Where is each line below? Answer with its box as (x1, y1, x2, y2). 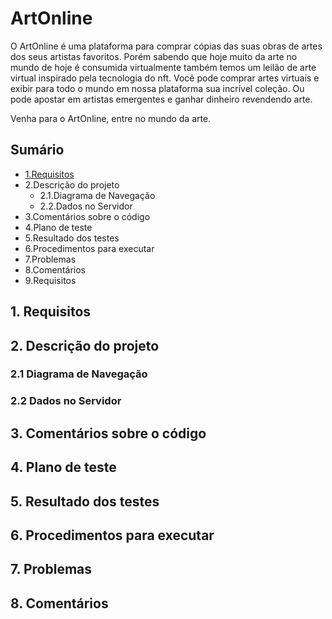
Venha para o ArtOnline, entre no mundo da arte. (10, 112, 212, 124)
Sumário (10, 142, 65, 159)
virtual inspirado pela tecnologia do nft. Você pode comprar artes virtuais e (10, 72, 320, 84)
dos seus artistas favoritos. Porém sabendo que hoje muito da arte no (10, 50, 298, 62)
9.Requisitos (24, 274, 77, 286)
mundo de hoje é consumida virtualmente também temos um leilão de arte (10, 61, 317, 73)
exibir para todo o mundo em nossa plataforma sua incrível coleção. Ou (10, 82, 305, 94)
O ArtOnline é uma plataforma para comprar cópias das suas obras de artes (10, 40, 323, 52)
